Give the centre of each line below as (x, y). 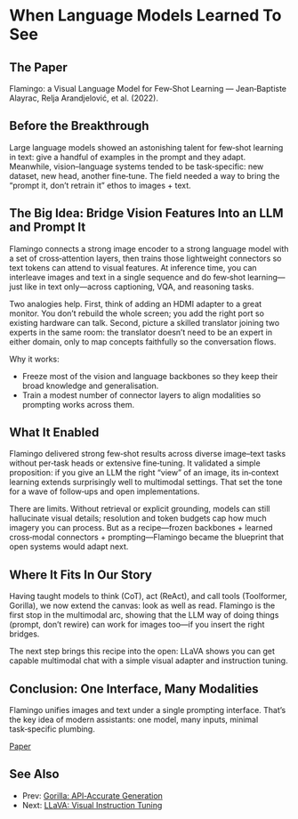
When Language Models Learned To (145, 16)
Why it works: (34, 359)
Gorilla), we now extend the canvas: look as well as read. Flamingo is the (142, 605)
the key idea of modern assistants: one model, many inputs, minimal (134, 720)
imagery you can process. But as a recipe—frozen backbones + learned (141, 528)
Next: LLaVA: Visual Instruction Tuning (92, 805)
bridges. (24, 634)
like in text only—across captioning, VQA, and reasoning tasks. (139, 287)
